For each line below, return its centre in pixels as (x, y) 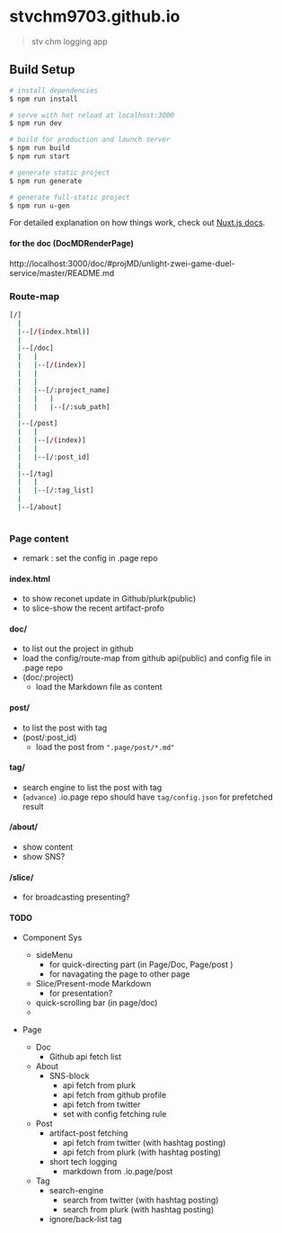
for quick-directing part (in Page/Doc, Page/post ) (141, 965)
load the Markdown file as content (99, 687)
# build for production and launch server (90, 140)
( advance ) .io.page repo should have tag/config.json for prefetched (148, 797)
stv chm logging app (69, 41)
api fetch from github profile (115, 1095)
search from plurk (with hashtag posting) (138, 1210)
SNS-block (69, 1076)
